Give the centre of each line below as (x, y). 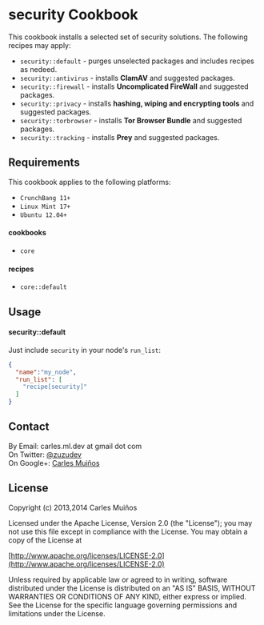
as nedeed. (38, 69)
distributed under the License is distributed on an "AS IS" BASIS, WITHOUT (132, 588)
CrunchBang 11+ (45, 198)
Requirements (44, 163)
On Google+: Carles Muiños (54, 463)
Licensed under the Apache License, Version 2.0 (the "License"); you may (130, 523)
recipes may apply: (40, 45)
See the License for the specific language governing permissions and (123, 605)
